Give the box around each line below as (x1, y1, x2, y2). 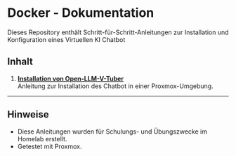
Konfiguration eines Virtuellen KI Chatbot (7, 35, 126, 43)
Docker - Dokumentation (7, 5, 155, 21)
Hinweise (7, 108, 49, 120)
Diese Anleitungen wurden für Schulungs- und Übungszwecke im (17, 127, 207, 136)
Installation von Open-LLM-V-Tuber (17, 74, 124, 83)
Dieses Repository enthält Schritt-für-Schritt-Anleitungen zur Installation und (7, 28, 230, 36)
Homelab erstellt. (17, 134, 67, 143)
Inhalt (7, 56, 33, 68)
